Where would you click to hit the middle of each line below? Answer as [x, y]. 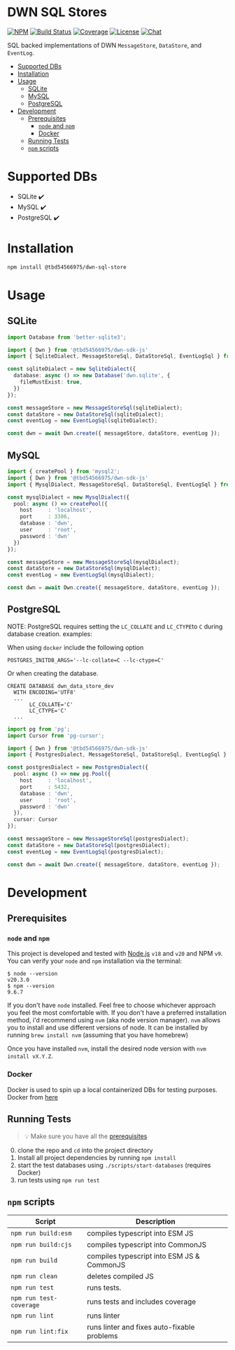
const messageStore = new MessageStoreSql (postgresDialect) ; [98, 839]
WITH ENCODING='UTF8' [45, 692]
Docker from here [33, 1097]
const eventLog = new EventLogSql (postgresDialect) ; [86, 852]
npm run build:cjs [41, 1245]
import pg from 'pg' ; [39, 729]
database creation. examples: [50, 634]
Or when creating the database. [53, 673]
